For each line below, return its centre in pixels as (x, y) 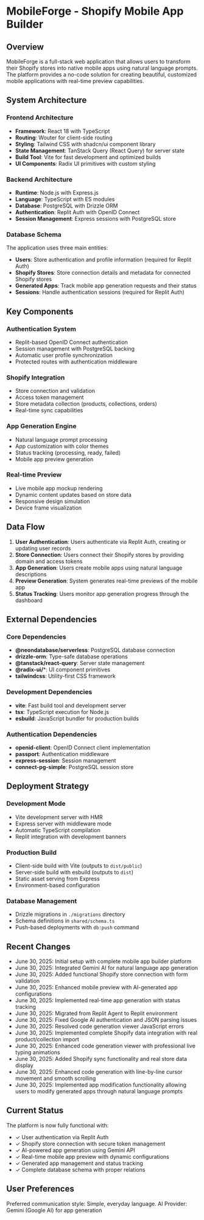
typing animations (37, 1052)
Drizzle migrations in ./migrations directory (70, 914)
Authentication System (41, 329)
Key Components (40, 311)
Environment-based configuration (58, 885)
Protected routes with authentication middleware (76, 362)
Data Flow (26, 527)
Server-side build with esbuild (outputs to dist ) (74, 872)
